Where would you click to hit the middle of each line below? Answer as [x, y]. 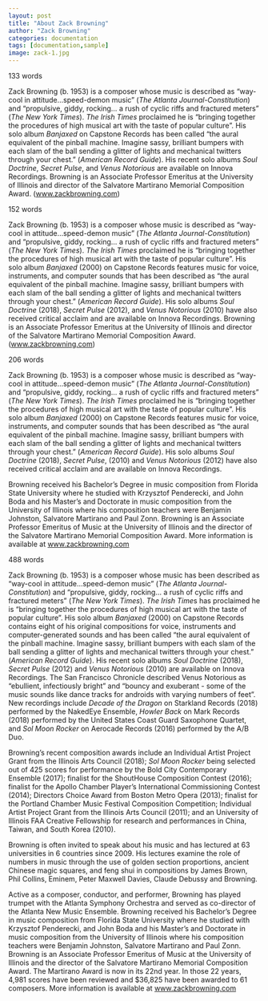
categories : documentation [53, 38]
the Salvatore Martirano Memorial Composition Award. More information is [131, 535]
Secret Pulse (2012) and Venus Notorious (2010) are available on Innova [127, 669]
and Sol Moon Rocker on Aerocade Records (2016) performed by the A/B [129, 728]
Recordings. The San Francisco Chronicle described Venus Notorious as [127, 677]
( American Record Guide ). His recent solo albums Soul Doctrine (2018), [126, 660]
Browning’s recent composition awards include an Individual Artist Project [130, 752]
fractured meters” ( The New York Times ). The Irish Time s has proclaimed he [134, 601]
